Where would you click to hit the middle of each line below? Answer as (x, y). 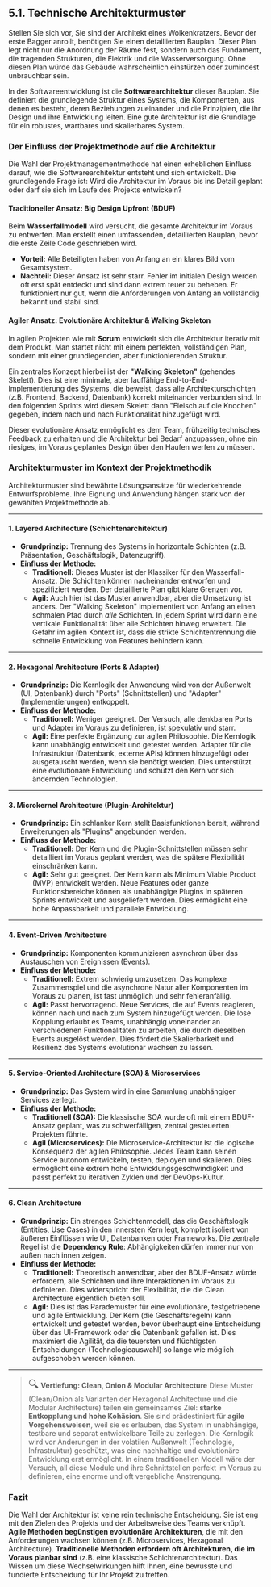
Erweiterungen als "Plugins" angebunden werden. (103, 831)
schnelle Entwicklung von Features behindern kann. (118, 641)
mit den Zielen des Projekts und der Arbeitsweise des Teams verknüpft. (127, 1523)
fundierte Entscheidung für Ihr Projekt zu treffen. (89, 1575)
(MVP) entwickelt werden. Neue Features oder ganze (121, 883)
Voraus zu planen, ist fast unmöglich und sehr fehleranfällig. (132, 995)
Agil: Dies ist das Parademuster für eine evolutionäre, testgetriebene (146, 1307)
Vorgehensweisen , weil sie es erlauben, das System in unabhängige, (144, 1425)
